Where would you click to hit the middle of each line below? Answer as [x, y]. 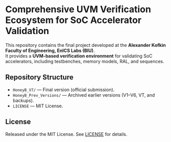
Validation [27, 31]
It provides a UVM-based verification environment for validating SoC [79, 56]
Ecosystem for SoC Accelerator [74, 20]
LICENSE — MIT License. [38, 106]
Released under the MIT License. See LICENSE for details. [66, 134]
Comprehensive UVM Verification [78, 9]
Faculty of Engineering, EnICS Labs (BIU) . [50, 50]
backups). [23, 100]
